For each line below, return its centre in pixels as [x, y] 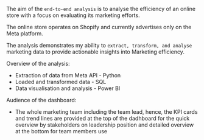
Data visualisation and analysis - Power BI [68, 88]
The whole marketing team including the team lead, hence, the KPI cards [106, 112]
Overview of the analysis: [38, 64]
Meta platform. [25, 33]
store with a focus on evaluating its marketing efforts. [73, 15]
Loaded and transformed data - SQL [61, 82]
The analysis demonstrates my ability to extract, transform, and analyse [99, 45]
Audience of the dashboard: [41, 100]
